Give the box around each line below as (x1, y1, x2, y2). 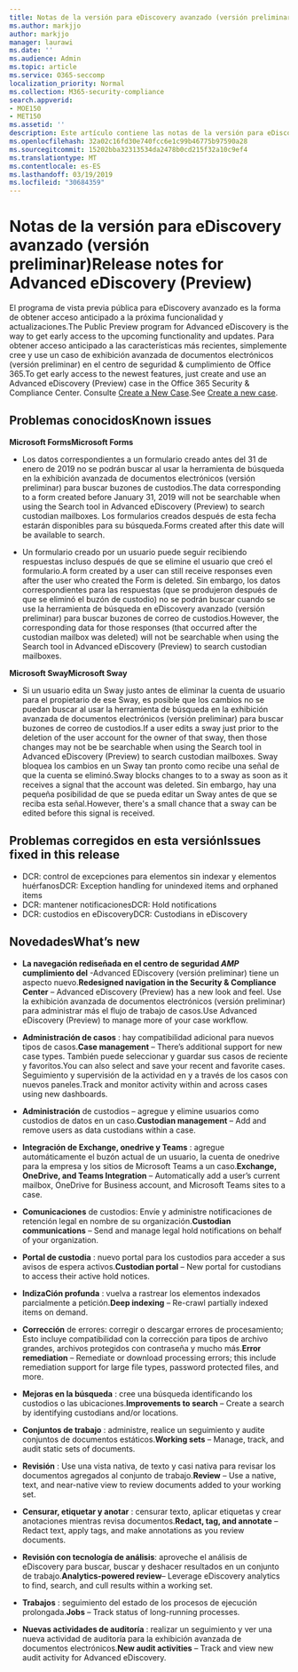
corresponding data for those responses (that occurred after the (21, 622, 257, 633)
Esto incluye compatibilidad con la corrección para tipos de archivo (21, 1334, 269, 1344)
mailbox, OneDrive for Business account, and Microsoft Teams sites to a (21, 1179, 286, 1190)
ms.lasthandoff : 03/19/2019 (9, 170, 114, 179)
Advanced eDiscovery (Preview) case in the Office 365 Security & (9, 378, 250, 389)
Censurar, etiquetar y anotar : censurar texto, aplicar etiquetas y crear (21, 1506, 282, 1517)
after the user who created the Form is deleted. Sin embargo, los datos (21, 575, 281, 585)
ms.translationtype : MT (9, 153, 98, 163)
